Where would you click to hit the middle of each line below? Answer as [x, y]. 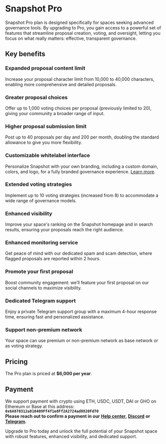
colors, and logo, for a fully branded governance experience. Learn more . [80, 171]
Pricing [17, 362]
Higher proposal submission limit [46, 126]
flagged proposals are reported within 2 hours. [53, 259]
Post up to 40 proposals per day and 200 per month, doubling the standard [82, 137]
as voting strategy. [24, 346]
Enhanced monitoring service [41, 243]
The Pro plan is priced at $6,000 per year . [49, 374]
